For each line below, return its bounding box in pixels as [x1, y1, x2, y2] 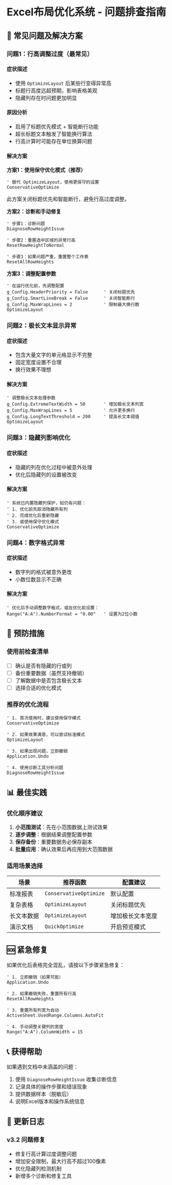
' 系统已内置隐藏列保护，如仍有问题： [6, 500, 87, 506]
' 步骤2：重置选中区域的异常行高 [6, 238, 75, 243]
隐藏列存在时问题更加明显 [15, 94, 77, 101]
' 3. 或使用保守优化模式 [6, 519, 59, 525]
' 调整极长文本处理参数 [6, 395, 56, 401]
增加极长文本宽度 [110, 912, 157, 920]
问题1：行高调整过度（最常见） [6, 49, 94, 58]
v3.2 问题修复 [6, 1136, 46, 1144]
